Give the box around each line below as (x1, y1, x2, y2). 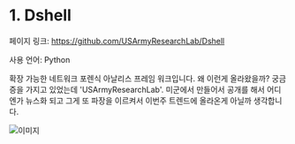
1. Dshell (9, 5, 72, 26)
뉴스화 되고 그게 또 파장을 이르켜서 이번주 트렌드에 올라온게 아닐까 (25, 95, 252, 106)
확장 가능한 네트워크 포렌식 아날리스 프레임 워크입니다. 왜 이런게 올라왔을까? (9, 72, 270, 84)
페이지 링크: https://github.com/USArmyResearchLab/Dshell (9, 35, 225, 46)
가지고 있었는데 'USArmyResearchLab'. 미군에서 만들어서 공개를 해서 (25, 84, 265, 95)
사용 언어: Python (9, 54, 71, 64)
